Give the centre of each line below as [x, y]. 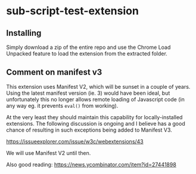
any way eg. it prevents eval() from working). [62, 105]
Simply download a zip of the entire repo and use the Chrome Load [88, 47]
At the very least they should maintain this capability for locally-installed [94, 117]
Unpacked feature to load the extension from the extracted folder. [87, 54]
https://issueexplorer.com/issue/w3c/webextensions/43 [75, 141]
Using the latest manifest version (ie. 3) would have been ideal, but [88, 93]
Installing [24, 33]
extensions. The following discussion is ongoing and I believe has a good [96, 123]
